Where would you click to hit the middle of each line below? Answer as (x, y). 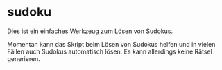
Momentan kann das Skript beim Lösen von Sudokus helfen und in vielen (111, 44)
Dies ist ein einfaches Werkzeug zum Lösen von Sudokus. (90, 31)
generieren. (24, 58)
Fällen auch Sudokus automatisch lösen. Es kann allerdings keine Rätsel (110, 51)
